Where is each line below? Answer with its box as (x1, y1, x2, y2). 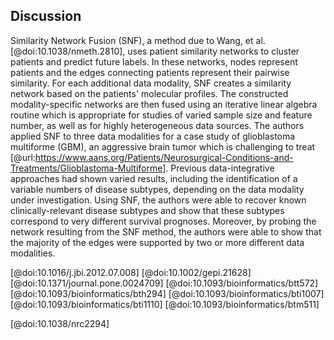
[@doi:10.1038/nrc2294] (10, 317, 110, 329)
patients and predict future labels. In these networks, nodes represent (10, 55, 298, 68)
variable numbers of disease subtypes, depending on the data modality (10, 183, 305, 195)
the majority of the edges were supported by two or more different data (10, 236, 305, 248)
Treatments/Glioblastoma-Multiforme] (10, 162, 167, 174)
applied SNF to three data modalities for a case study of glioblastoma (10, 130, 296, 142)
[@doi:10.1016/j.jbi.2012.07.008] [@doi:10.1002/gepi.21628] (10, 266, 252, 278)
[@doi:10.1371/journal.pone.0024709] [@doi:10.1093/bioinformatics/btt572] (10, 277, 319, 289)
